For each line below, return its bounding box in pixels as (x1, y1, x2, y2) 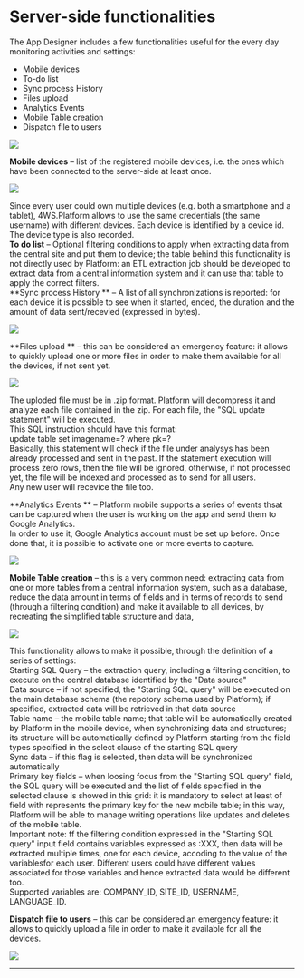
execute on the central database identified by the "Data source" (9, 674, 247, 685)
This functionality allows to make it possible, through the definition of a (9, 645, 274, 656)
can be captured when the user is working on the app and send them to (9, 508, 277, 519)
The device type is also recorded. (9, 229, 135, 240)
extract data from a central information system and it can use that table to (9, 268, 284, 279)
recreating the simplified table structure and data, (9, 611, 195, 621)
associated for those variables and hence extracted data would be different (9, 866, 290, 877)
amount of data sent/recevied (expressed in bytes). (9, 306, 201, 317)
